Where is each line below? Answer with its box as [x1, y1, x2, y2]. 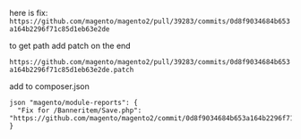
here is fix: [9, 8, 48, 18]
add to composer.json [9, 81, 90, 92]
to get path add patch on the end [9, 40, 132, 51]
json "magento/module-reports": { [9, 98, 139, 107]
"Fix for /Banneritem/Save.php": [17, 106, 142, 115]
